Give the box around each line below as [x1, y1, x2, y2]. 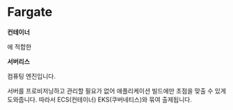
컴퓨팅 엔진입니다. [7, 72, 56, 80]
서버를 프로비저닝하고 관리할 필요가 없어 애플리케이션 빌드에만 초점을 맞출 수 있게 [7, 86, 227, 95]
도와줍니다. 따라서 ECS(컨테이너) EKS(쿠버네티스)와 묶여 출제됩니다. [7, 95, 193, 104]
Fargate [7, 4, 53, 20]
